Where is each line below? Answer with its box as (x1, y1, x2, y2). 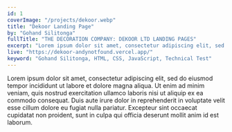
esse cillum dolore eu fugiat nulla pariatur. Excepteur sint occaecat (7, 103, 197, 111)
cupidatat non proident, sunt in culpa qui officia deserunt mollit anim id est (7, 111, 220, 119)
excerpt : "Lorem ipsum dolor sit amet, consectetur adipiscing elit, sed (7, 42, 225, 49)
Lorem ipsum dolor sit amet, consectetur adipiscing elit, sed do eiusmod (7, 74, 213, 82)
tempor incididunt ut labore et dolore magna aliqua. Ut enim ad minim (7, 81, 205, 90)
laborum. (7, 118, 33, 126)
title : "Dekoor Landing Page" (7, 23, 95, 30)
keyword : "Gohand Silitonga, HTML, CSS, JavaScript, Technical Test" (7, 55, 213, 62)
